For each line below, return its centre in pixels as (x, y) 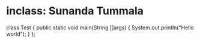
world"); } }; (21, 33)
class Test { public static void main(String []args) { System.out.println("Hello (100, 27)
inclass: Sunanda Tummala (75, 11)
